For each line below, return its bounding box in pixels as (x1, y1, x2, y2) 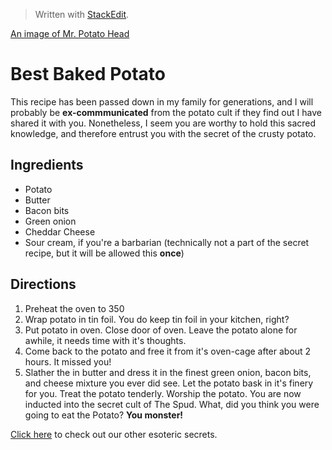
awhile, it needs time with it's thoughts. (24, 334, 187, 346)
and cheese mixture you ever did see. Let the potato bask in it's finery (24, 377, 314, 389)
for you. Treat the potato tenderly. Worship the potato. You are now (24, 387, 302, 399)
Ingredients (10, 157, 84, 174)
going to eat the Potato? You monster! (24, 409, 184, 421)
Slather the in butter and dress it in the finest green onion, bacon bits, (24, 366, 312, 378)
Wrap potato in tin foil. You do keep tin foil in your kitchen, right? (24, 313, 290, 325)
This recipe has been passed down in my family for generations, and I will (10, 95, 314, 108)
